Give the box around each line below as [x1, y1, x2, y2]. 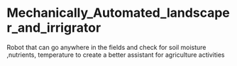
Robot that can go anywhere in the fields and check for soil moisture [6, 43, 206, 51]
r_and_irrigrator [6, 20, 101, 36]
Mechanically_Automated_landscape [6, 5, 230, 21]
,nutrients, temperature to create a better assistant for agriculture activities [6, 51, 225, 59]
